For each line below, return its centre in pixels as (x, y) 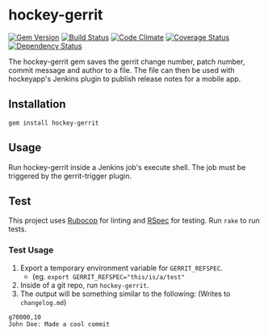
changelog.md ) (43, 302)
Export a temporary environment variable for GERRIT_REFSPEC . (121, 268)
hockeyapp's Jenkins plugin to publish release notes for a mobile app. (125, 78)
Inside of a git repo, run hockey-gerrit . (84, 285)
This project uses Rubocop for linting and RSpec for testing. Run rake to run (134, 221)
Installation (37, 104)
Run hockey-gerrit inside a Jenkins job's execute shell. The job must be (127, 167)
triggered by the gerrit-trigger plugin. (70, 176)
